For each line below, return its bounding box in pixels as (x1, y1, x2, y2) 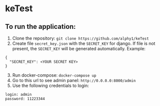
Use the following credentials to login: (12, 83, 89, 88)
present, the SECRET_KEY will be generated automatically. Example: (12, 46, 146, 51)
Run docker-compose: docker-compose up (12, 72, 96, 78)
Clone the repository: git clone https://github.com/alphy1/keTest (12, 35, 149, 41)
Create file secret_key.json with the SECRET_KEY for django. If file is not (12, 41, 156, 46)
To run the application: (5, 22, 76, 31)
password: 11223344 (5, 96, 45, 101)
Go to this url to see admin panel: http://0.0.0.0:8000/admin (12, 78, 136, 83)
